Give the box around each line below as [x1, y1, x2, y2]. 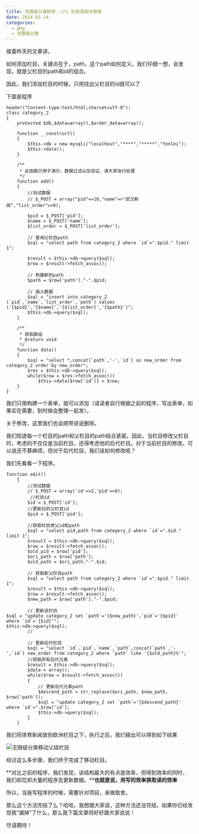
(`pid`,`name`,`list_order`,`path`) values [6, 299, 115, 305]
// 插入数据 [27, 289, 53, 295]
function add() [17, 178, 54, 184]
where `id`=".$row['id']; [6, 705, 70, 711]
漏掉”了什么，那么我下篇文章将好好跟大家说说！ [18, 809, 136, 816]
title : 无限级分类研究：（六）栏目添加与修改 [6, 8, 102, 15]
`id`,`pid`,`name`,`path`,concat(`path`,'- [67, 646, 176, 651]
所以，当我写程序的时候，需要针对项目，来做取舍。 [6, 789, 131, 796]
